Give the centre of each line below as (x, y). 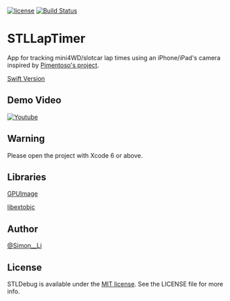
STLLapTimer (46, 39)
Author (23, 229)
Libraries (27, 177)
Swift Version (26, 78)
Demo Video (34, 100)
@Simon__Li (25, 246)
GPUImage (23, 194)
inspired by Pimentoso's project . (53, 65)
